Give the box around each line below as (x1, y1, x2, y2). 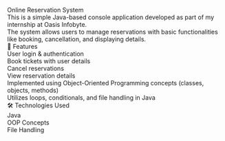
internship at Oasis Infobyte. (7, 21, 87, 28)
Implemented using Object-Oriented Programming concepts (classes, (7, 79, 204, 87)
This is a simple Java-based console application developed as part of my (7, 13, 215, 21)
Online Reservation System (7, 6, 84, 14)
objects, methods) (7, 86, 59, 94)
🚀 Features (7, 43, 38, 50)
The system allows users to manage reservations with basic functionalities (7, 28, 218, 36)
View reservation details (7, 72, 76, 80)
